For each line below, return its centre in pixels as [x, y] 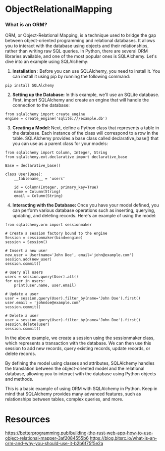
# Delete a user [22, 316]
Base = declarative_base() [33, 166]
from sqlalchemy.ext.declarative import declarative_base [66, 157]
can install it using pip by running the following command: [71, 76]
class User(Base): [24, 174]
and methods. [19, 379]
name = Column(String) [37, 192]
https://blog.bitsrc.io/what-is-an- [123, 438]
